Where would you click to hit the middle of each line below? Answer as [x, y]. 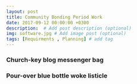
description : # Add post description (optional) [69, 28]
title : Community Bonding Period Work [54, 17]
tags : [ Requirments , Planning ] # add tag [60, 39]
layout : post [22, 12]
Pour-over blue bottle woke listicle [57, 76]
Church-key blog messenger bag [55, 60]
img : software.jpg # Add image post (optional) [66, 34]
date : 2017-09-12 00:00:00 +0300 [48, 22]
